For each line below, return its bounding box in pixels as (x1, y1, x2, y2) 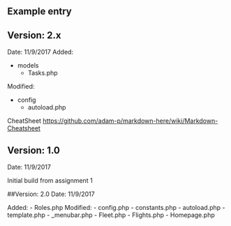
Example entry (7, 6, 72, 17)
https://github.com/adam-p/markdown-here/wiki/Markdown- (43, 116, 218, 125)
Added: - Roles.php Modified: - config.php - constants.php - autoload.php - (7, 204, 225, 212)
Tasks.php (27, 69, 58, 77)
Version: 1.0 (7, 144, 61, 156)
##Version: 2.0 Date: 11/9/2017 (7, 190, 96, 198)
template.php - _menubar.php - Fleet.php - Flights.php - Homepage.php (7, 211, 215, 219)
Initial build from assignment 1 (7, 176, 93, 185)
